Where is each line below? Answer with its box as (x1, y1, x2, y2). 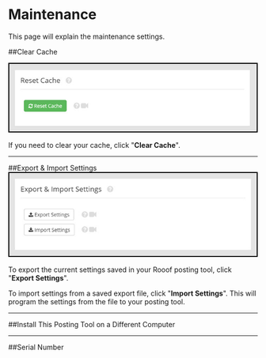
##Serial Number (8, 342, 64, 352)
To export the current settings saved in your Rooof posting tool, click (8, 265, 232, 274)
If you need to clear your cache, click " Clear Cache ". (8, 140, 180, 149)
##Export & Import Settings (8, 163, 97, 172)
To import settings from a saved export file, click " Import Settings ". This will (8, 288, 256, 298)
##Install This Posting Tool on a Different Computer (8, 320, 176, 330)
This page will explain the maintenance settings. (8, 32, 165, 41)
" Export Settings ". (8, 273, 69, 283)
